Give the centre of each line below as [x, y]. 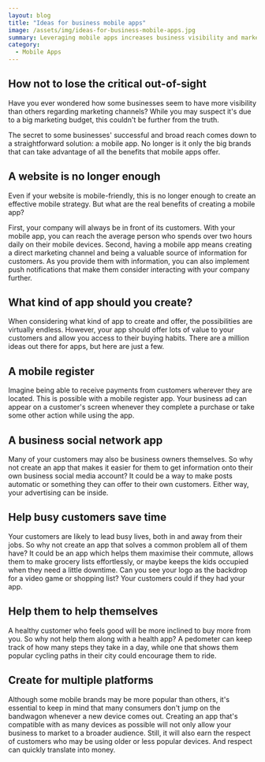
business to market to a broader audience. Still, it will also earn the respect [129, 733]
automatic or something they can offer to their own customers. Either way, [129, 485]
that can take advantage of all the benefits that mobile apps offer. [114, 151]
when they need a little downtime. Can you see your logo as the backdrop [128, 570]
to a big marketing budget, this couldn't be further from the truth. [114, 120]
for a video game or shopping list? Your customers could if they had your [127, 578]
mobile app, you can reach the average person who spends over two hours [130, 236]
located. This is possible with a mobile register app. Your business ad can [127, 399]
